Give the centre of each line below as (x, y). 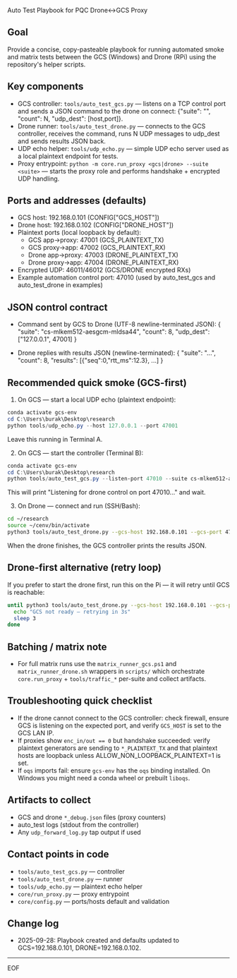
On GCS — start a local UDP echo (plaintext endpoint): (97, 400)
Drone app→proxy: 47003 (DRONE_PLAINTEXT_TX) (103, 255)
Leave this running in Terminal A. (55, 439)
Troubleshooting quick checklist (80, 701)
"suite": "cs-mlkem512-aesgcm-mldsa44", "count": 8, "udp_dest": (114, 332)
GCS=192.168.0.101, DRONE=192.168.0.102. (79, 948)
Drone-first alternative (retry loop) (85, 568)
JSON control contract (57, 307)
